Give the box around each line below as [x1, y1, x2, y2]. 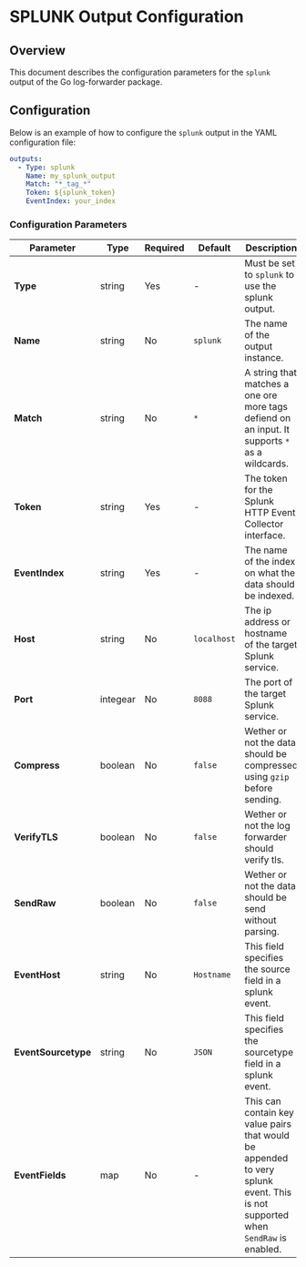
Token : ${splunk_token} [25, 189, 117, 198]
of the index [244, 556, 296, 568]
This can [244, 1095, 281, 1108]
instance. [244, 352, 284, 364]
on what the [244, 567, 296, 579]
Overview [9, 43, 66, 58]
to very [244, 1163, 275, 1176]
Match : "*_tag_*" [25, 179, 92, 189]
